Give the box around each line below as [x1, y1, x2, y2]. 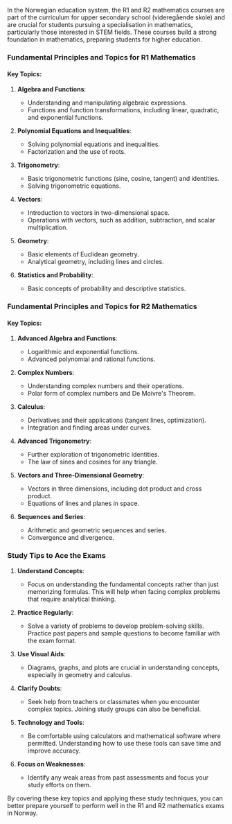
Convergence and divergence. [27, 534, 114, 542]
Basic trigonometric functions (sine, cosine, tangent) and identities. [27, 175, 220, 183]
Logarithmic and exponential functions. [27, 348, 140, 356]
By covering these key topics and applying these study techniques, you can [7, 794, 223, 803]
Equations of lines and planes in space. [27, 499, 140, 508]
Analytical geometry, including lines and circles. [27, 258, 164, 266]
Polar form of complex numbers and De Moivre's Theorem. [27, 389, 196, 398]
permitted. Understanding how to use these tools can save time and [27, 739, 222, 747]
